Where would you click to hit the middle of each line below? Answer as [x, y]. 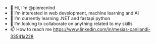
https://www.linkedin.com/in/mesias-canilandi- [101, 29]
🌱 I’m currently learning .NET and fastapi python [60, 18]
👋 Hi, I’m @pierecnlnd [33, 8]
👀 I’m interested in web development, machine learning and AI [74, 13]
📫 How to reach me [31, 29]
